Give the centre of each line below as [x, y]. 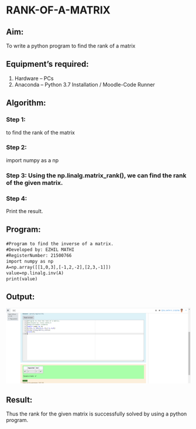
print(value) [22, 279]
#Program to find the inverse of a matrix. [60, 243]
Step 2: [17, 147]
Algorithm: [26, 103]
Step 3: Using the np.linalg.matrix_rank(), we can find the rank [96, 175]
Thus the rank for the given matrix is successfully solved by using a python [97, 414]
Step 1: [16, 119]
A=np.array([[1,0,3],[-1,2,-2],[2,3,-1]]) [59, 267]
